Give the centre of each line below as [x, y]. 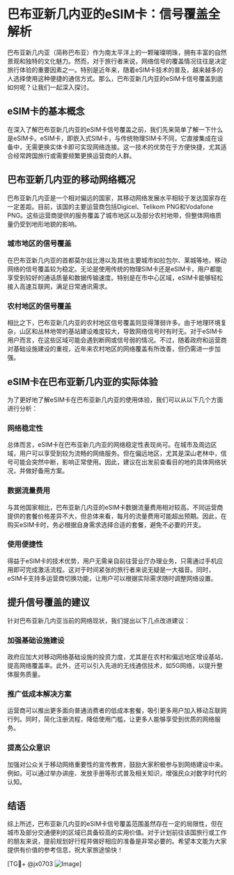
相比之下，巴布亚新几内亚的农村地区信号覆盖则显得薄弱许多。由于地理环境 [114, 323]
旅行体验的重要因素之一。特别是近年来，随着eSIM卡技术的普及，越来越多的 [115, 70]
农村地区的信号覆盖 [39, 306]
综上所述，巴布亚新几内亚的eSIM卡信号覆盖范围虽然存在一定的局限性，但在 [115, 824]
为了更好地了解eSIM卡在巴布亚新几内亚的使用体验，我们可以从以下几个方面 [115, 400]
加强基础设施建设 [36, 640]
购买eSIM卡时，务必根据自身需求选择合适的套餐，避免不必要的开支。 [106, 524]
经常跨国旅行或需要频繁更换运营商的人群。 [74, 155]
